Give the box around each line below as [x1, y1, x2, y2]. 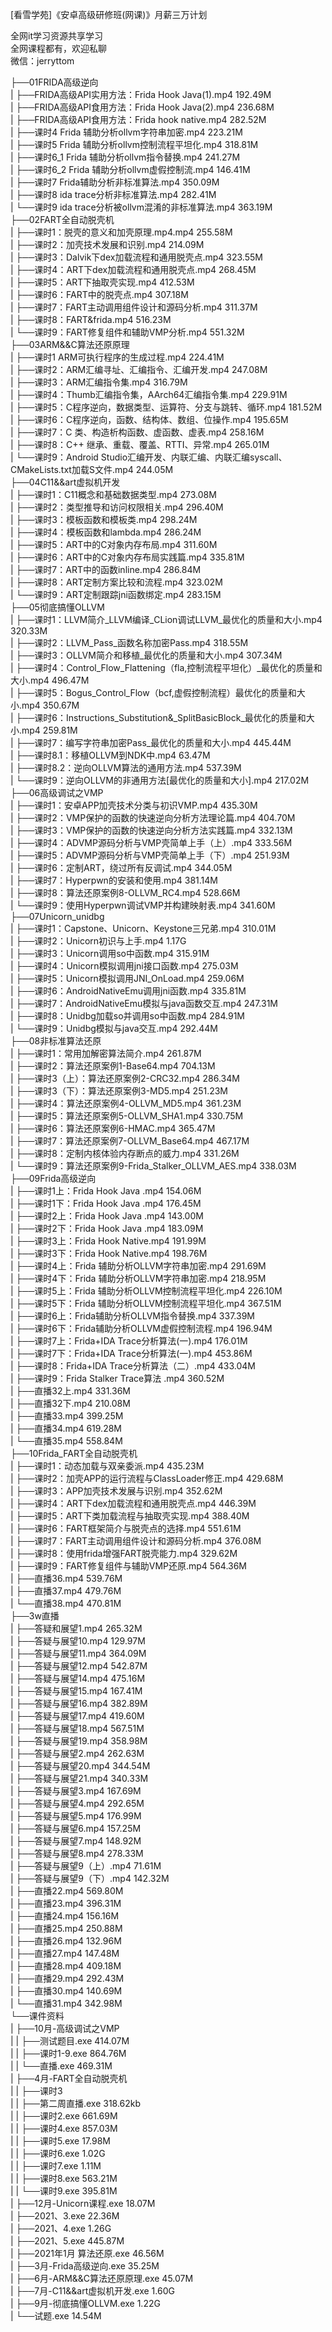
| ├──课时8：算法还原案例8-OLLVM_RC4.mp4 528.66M [10, 887, 241, 898]
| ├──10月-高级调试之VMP [10, 2023, 120, 2034]
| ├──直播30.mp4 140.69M [10, 1985, 123, 1997]
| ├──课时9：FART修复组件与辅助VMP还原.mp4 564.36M [10, 1560, 248, 1572]
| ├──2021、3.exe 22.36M [10, 2210, 120, 2222]
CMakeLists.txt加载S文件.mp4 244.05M [10, 464, 174, 475]
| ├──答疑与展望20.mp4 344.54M [10, 1760, 151, 1772]
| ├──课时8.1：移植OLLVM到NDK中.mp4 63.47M [10, 749, 211, 761]
